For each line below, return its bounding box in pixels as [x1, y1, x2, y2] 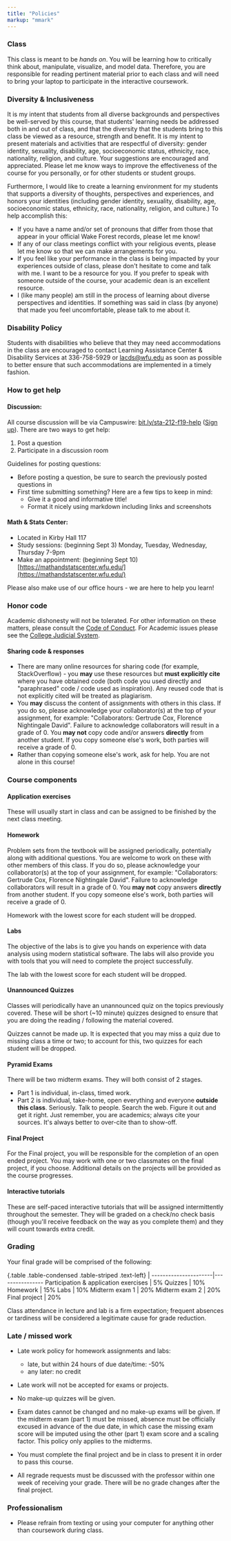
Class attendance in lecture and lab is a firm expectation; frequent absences [7, 1306, 224, 1314]
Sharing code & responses [7, 647, 85, 655]
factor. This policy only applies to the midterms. [17, 1437, 153, 1446]
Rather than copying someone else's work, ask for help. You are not [17, 751, 210, 759]
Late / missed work [7, 1331, 72, 1341]
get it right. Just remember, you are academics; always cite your [17, 1111, 200, 1119]
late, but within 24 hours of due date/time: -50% [27, 1360, 165, 1369]
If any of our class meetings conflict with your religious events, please [17, 240, 217, 248]
